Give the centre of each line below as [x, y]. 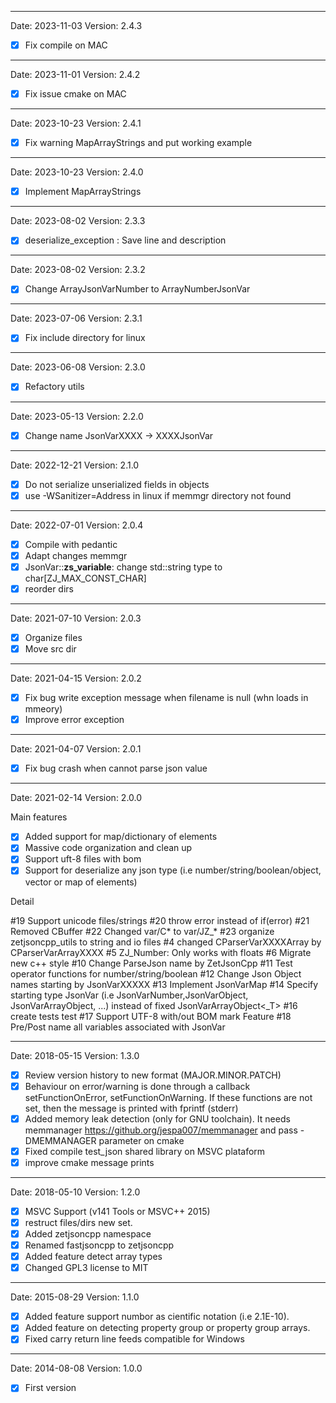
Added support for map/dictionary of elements [121, 837]
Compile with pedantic [71, 544]
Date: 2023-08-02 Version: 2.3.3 [78, 221]
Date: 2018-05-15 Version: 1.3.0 [75, 1055]
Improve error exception [74, 720]
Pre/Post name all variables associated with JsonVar [118, 1027]
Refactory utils [54, 387]
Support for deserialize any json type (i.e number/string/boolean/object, [173, 870]
